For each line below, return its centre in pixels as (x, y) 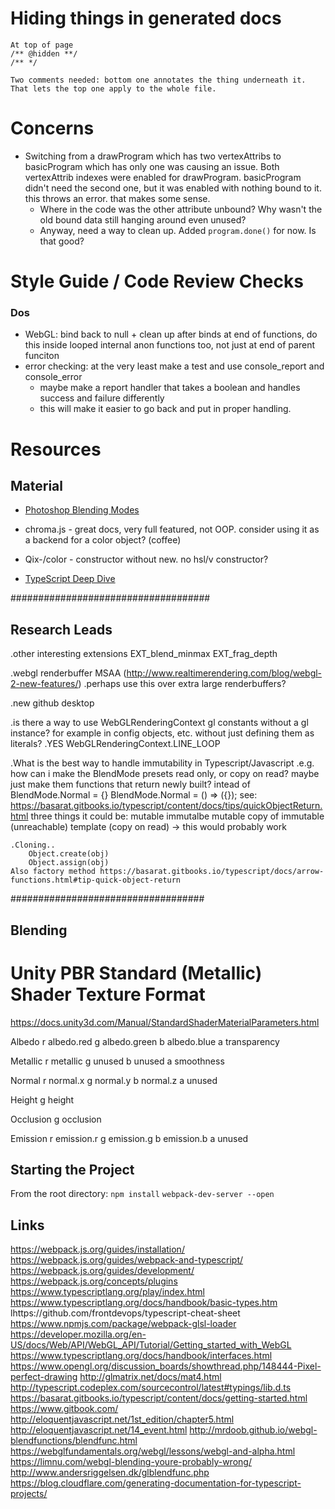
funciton (42, 356)
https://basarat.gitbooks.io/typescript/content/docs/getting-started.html (159, 1398)
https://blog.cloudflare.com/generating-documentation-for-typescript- (156, 1483)
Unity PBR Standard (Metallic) (136, 973)
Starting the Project (72, 1169)
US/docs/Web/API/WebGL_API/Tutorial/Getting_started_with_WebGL (151, 1345)
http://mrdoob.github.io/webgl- (253, 1430)
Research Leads (61, 629)
